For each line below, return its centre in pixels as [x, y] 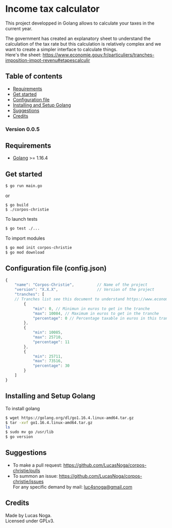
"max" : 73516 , [48, 361]
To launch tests [21, 219]
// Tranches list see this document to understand [70, 299]
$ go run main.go [24, 186]
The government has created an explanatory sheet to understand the [78, 38]
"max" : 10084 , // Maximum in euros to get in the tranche [96, 313]
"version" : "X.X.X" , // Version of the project [84, 290]
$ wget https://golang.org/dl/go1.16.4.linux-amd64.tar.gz [70, 418]
